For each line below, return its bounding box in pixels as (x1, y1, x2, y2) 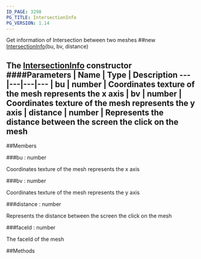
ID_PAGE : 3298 (6, 8, 42, 15)
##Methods (6, 248, 35, 255)
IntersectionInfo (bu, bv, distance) (6, 43, 88, 50)
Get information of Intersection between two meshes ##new (6, 37, 156, 44)
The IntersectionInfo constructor (6, 60, 132, 70)
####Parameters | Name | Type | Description (6, 70, 178, 80)
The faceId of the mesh (6, 236, 64, 243)
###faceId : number (6, 224, 56, 231)
